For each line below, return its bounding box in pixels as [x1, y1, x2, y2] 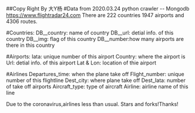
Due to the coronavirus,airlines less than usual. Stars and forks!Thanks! [6, 101, 179, 107]
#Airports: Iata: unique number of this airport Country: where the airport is [6, 53, 186, 60]
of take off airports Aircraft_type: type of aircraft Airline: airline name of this [6, 83, 189, 90]
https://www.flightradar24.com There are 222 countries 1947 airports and [6, 12, 184, 19]
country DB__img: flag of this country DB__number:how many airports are [6, 36, 184, 42]
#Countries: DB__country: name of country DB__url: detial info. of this [6, 29, 174, 36]
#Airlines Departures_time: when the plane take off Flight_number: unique [6, 71, 185, 77]
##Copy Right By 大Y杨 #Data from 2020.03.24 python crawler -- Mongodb [6, 5, 190, 12]
